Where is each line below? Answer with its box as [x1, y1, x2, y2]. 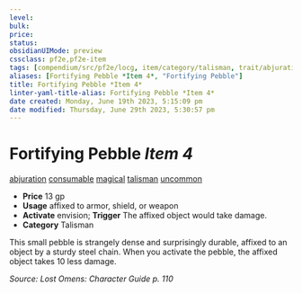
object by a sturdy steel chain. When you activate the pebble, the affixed [9, 246, 279, 257]
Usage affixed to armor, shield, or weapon [22, 200, 179, 211]
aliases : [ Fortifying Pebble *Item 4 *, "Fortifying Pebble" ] [9, 72, 244, 81]
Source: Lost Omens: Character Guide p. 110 [9, 273, 173, 284]
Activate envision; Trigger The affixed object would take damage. [22, 210, 268, 221]
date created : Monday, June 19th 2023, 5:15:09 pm [9, 96, 203, 106]
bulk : [9, 22, 30, 31]
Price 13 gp [22, 191, 66, 202]
